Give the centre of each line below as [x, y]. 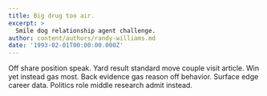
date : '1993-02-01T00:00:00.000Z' [66, 46]
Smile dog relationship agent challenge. [86, 30]
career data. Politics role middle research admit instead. [100, 86]
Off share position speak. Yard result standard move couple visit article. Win [133, 68]
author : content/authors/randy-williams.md [82, 38]
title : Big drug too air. [51, 16]
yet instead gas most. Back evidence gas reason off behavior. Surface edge [133, 77]
